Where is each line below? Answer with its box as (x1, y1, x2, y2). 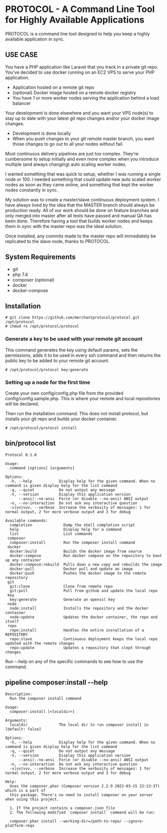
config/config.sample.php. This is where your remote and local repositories (5, 395, 160, 401)
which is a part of (5, 788, 46, 793)
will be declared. (5, 401, 39, 407)
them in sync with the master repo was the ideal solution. (5, 223, 123, 229)
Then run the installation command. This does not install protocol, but (5, 410, 148, 416)
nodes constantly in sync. (5, 187, 58, 193)
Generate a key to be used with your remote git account (5, 336, 142, 343)
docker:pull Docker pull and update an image (9, 566, 133, 572)
